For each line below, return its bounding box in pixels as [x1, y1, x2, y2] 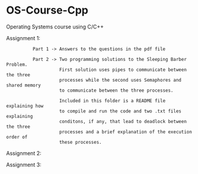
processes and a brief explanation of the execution [59, 128, 193, 135]
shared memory [6, 82, 41, 88]
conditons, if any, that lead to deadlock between [59, 118, 187, 124]
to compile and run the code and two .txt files [59, 108, 182, 114]
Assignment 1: [6, 34, 40, 41]
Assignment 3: [6, 161, 41, 168]
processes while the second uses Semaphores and [59, 77, 182, 83]
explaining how [6, 103, 44, 109]
